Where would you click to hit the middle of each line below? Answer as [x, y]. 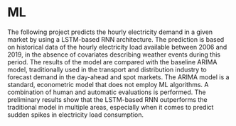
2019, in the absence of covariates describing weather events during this [114, 55]
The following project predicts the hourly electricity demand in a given [110, 32]
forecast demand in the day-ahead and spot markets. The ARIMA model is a [118, 77]
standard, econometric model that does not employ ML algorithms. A [108, 84]
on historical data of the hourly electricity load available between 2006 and [117, 47]
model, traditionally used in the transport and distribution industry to [107, 69]
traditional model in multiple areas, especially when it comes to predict [111, 107]
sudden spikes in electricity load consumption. [76, 115]
